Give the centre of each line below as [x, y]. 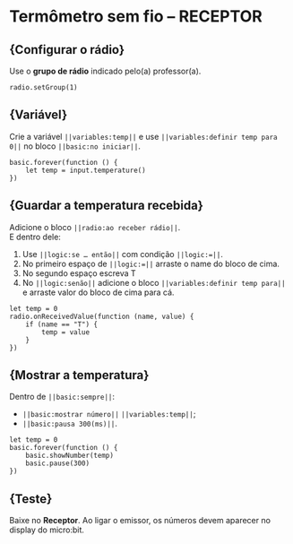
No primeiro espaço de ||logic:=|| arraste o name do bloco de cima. [151, 263]
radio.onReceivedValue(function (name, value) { [102, 316]
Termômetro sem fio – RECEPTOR [136, 17]
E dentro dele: [35, 237]
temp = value [66, 332]
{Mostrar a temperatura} [79, 375]
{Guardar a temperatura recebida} [107, 206]
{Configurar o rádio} [67, 50]
